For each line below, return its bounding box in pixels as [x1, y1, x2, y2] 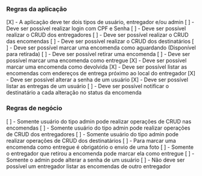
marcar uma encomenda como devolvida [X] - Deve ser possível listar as [6, 63, 188, 71]
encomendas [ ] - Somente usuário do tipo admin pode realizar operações [6, 124, 191, 131]
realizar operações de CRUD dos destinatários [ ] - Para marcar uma [6, 137, 176, 144]
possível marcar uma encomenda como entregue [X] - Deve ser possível [6, 57, 187, 64]
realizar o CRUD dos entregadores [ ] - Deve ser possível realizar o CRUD [6, 31, 189, 39]
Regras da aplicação [6, 5, 68, 13]
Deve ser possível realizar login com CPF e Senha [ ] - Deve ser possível [6, 25, 186, 32]
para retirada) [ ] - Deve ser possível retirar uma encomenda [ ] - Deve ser [6, 51, 191, 58]
